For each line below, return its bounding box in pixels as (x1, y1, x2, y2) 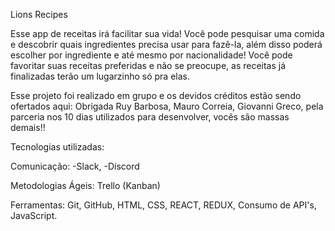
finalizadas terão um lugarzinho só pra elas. (10, 70, 190, 82)
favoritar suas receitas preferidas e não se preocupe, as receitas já (10, 60, 287, 71)
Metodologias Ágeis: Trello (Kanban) (10, 180, 161, 191)
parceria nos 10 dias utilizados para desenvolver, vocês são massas (10, 111, 290, 123)
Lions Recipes (10, 9, 68, 20)
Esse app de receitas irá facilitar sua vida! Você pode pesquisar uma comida (10, 28, 325, 39)
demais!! (10, 122, 46, 133)
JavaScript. (10, 210, 58, 221)
